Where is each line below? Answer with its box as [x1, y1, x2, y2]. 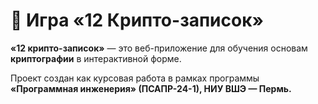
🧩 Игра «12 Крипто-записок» [10, 9, 264, 32]
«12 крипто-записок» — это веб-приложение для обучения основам [10, 42, 308, 54]
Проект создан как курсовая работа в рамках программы [10, 72, 260, 84]
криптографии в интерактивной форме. [10, 52, 182, 64]
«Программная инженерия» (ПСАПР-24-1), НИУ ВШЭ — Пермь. [10, 82, 292, 94]
